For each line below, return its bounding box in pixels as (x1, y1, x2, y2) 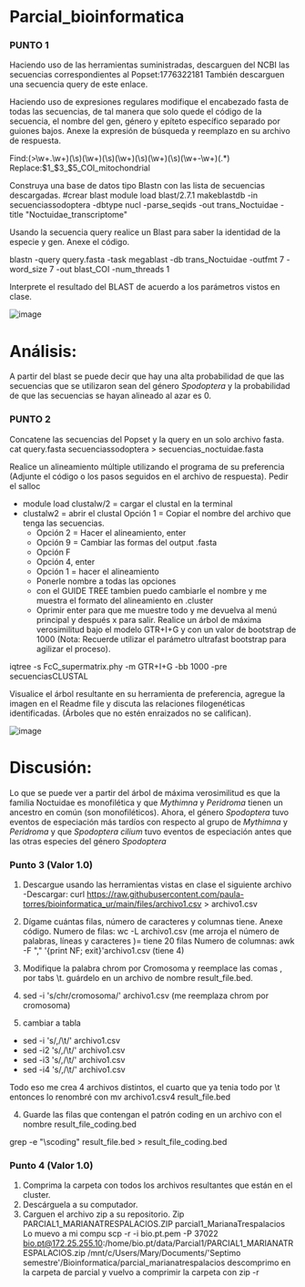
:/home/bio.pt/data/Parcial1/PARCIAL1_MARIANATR (102, 1238, 294, 1249)
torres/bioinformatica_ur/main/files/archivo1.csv (22, 898, 202, 909)
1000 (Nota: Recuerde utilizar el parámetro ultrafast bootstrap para (36, 633, 287, 644)
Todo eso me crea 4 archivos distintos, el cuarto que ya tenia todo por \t (9, 1081, 280, 1092)
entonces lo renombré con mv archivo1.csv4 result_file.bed (9, 1091, 231, 1102)
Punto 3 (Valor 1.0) (9, 858, 94, 871)
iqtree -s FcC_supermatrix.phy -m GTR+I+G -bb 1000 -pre (9, 660, 228, 671)
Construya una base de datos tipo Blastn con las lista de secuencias (9, 180, 266, 191)
